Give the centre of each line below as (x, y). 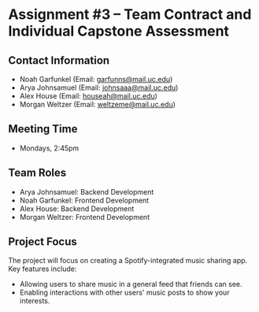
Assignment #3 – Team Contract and (130, 15)
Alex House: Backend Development (77, 208)
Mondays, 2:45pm (49, 148)
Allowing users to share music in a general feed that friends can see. (131, 284)
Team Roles (37, 173)
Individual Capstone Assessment (119, 31)
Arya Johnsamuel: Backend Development (87, 191)
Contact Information (59, 60)
